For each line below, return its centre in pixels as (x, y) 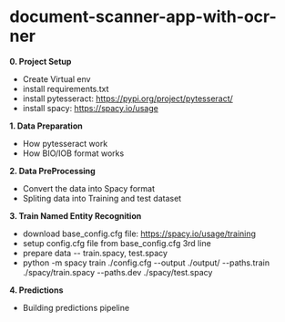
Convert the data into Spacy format (88, 188)
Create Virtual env (56, 78)
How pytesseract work (65, 143)
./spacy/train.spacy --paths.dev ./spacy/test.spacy (117, 272)
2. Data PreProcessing (52, 171)
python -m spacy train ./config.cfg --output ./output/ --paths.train (146, 263)
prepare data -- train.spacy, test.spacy (95, 253)
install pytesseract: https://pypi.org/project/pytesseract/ (128, 99)
